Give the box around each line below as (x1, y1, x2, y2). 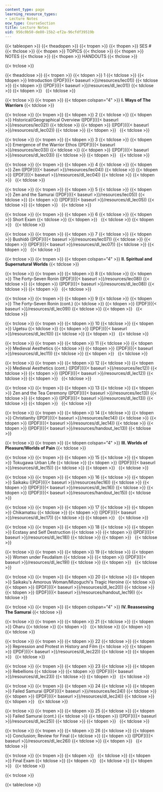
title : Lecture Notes (5, 25, 49, 30)
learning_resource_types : (5, 12, 57, 17)
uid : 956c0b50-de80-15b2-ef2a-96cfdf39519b (5, 30, 95, 35)
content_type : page (5, 7, 45, 12)
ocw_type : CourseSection (5, 20, 55, 26)
